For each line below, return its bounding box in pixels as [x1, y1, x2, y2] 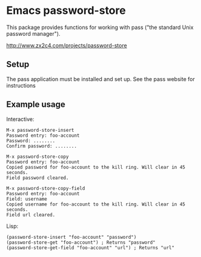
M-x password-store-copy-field [6, 185, 85, 191]
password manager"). [6, 30, 61, 37]
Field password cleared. [6, 175, 69, 181]
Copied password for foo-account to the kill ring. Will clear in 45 [6, 164, 186, 170]
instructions [6, 82, 36, 89]
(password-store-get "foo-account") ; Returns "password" [6, 239, 156, 246]
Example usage [6, 99, 65, 109]
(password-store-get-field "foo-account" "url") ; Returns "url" [6, 244, 174, 251]
